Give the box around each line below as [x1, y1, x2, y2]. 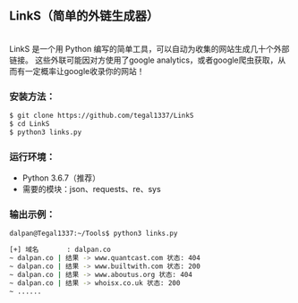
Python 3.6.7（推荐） [21, 173, 101, 183]
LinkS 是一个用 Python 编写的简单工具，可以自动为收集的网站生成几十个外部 [9, 43, 290, 54]
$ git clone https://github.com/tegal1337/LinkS [9, 111, 194, 121]
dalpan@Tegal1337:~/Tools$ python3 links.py [9, 229, 178, 239]
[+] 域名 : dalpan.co [9, 245, 112, 255]
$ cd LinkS [9, 119, 50, 128]
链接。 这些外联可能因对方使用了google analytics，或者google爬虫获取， [9, 55, 278, 65]
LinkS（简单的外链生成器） [9, 8, 159, 24]
